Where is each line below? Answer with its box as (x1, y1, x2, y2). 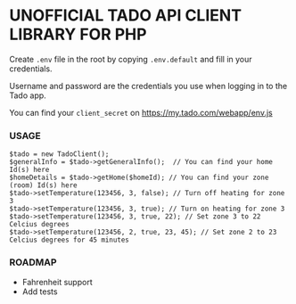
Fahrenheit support (21, 276, 93, 287)
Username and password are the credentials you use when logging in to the (9, 80, 288, 91)
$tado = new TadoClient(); (9, 150, 110, 159)
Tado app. (9, 90, 46, 101)
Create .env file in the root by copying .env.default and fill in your (9, 53, 252, 64)
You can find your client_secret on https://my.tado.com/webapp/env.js (9, 107, 274, 118)
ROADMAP (9, 256, 57, 268)
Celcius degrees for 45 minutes (9, 235, 129, 245)
